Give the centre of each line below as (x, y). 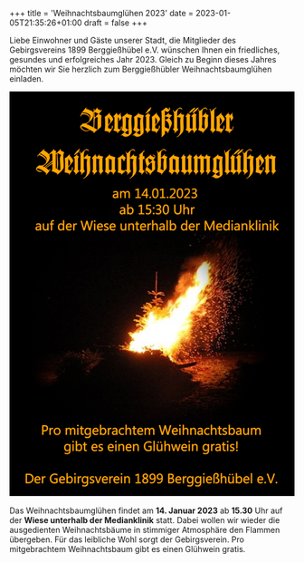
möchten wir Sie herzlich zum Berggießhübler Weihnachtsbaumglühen (141, 69)
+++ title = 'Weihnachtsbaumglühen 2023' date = (102, 13)
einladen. (27, 79)
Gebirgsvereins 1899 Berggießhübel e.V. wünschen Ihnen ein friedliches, (145, 50)
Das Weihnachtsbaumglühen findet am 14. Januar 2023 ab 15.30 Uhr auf (146, 510)
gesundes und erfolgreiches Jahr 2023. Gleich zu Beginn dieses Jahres (143, 59)
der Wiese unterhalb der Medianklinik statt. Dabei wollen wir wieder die (145, 519)
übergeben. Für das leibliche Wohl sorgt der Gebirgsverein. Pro (127, 539)
